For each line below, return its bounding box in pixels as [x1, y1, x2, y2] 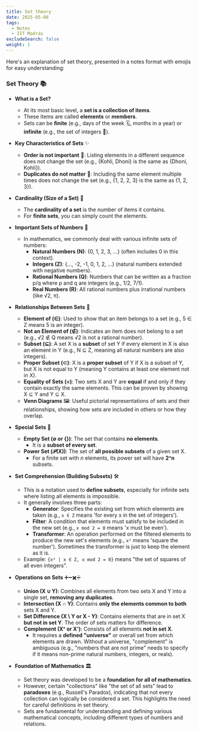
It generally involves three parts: [23, 499, 102, 506]
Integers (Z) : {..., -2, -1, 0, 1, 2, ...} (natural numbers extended [32, 260, 182, 268]
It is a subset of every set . [32, 441, 98, 448]
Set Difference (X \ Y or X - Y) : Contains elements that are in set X [23, 613, 186, 620]
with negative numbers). [32, 267, 92, 274]
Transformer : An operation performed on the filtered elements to [32, 530, 191, 537]
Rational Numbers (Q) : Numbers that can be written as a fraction [32, 273, 191, 281]
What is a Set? [14, 96, 51, 103]
